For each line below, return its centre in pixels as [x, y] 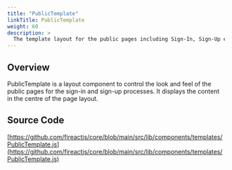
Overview [29, 67]
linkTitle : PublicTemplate [46, 20]
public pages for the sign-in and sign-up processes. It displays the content [113, 91]
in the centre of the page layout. [53, 98]
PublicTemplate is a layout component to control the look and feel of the [109, 84]
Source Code [36, 121]
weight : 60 [23, 26]
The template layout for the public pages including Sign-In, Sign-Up [117, 39]
